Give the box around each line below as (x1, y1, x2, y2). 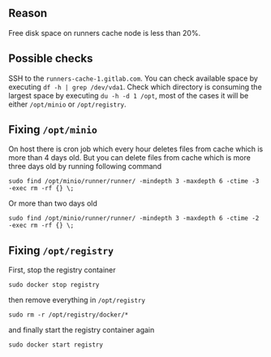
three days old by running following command (8, 162, 162, 172)
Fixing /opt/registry (8, 243, 114, 257)
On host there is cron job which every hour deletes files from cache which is (8, 144, 264, 154)
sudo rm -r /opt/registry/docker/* (8, 311, 129, 320)
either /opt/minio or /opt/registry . (8, 99, 127, 109)
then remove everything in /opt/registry (8, 295, 146, 305)
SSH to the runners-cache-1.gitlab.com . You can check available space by (8, 73, 258, 83)
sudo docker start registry (8, 341, 104, 349)
